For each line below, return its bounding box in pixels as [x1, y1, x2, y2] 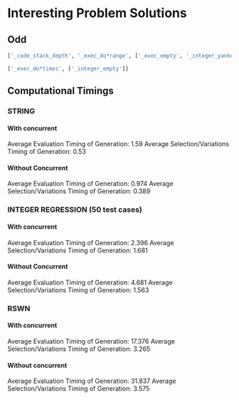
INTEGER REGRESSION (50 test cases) [7, 205, 142, 215]
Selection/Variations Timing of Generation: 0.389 [7, 187, 151, 195]
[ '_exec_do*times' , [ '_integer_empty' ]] [7, 65, 129, 72]
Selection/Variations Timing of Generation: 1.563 [7, 285, 149, 294]
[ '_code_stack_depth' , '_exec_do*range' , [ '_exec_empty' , [7, 52, 183, 59]
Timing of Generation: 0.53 [7, 148, 87, 156]
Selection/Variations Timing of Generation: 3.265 [7, 344, 151, 353]
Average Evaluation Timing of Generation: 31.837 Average [7, 376, 176, 386]
